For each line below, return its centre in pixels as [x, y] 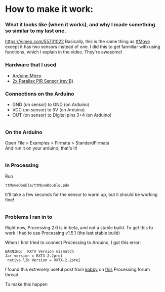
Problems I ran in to [29, 217]
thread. [12, 274]
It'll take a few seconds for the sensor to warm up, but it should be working [82, 195]
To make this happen [26, 284]
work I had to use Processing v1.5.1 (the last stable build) [62, 233]
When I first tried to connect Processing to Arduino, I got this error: [73, 242]
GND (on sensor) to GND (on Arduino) [51, 104]
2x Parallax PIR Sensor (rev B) [43, 81]
